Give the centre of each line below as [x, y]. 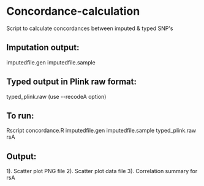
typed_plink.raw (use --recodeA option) [56, 96]
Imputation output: [43, 48]
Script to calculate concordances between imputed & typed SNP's [90, 28]
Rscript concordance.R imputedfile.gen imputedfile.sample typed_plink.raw [101, 131]
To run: [20, 116]
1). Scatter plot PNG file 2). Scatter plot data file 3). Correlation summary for [102, 171]
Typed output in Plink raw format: [71, 82]
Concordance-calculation [73, 11]
